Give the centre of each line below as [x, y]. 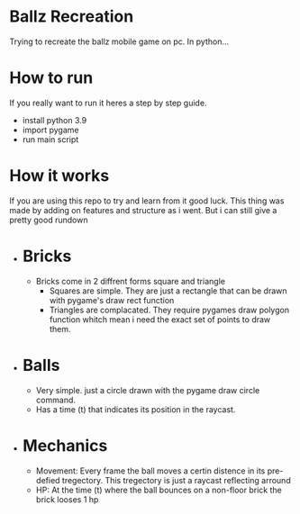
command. [56, 400]
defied [48, 480]
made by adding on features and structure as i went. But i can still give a [143, 210]
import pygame [50, 130]
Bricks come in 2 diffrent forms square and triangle [130, 281]
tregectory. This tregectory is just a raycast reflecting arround [176, 480]
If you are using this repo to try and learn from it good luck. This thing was [147, 201]
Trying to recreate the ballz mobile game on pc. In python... [119, 41]
